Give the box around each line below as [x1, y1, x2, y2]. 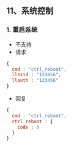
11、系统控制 [6, 5, 54, 16]
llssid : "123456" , [12, 72, 62, 78]
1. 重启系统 [6, 26, 38, 34]
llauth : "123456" [12, 77, 59, 84]
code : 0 [17, 124, 40, 130]
